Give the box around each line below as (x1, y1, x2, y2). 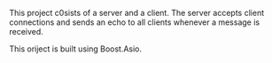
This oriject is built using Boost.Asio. (9, 43, 143, 54)
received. (9, 27, 44, 36)
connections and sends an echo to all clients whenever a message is (9, 17, 260, 28)
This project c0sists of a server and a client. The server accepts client (9, 8, 264, 18)
